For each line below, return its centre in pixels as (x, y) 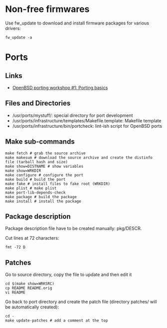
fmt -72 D (15, 247)
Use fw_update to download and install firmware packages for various (77, 23)
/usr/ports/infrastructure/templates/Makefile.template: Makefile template (87, 120)
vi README (15, 293)
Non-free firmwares (47, 9)
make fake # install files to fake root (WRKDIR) (58, 184)
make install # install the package (43, 201)
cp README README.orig (29, 288)
